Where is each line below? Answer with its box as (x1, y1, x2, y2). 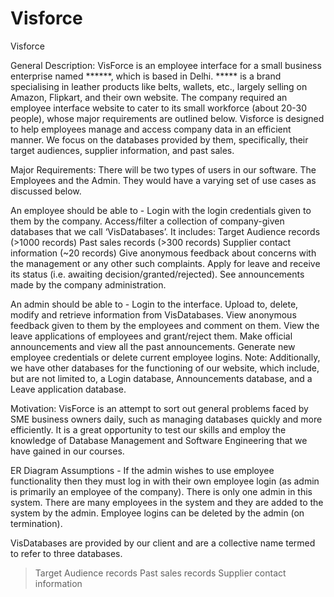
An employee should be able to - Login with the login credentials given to (10, 204, 312, 216)
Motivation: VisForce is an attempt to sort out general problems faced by (10, 402, 309, 414)
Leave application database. (10, 383, 127, 395)
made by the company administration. (10, 278, 167, 291)
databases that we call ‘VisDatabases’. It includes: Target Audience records (10, 225, 321, 237)
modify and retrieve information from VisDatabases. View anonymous (10, 308, 297, 321)
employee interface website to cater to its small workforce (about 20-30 (10, 102, 307, 114)
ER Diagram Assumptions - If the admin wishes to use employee (10, 464, 275, 476)
